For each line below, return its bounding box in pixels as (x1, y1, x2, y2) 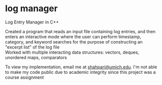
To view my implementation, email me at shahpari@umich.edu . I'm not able (5, 64, 158, 70)
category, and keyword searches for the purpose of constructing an (5, 39, 143, 44)
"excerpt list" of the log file (5, 44, 60, 50)
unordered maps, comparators (5, 54, 67, 60)
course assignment (5, 74, 44, 80)
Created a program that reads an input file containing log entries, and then (5, 28, 156, 34)
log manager (5, 3, 58, 14)
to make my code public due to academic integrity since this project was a (5, 69, 156, 75)
